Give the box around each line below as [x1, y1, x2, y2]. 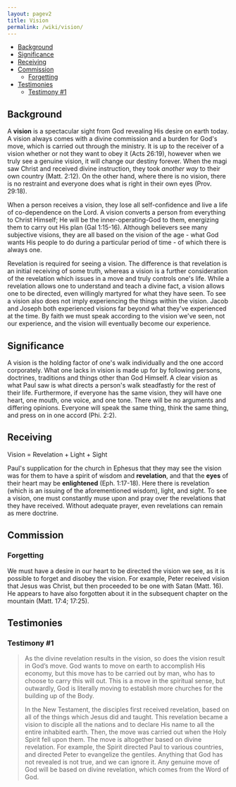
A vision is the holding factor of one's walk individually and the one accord [7, 359, 224, 367]
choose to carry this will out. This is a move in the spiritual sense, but [24, 677, 225, 685]
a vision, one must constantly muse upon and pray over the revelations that [7, 493, 226, 502]
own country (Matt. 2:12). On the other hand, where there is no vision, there [7, 172, 227, 181]
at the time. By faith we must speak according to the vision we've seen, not [7, 312, 225, 320]
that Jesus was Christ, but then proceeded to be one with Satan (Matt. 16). [7, 582, 224, 590]
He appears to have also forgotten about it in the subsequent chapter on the [7, 589, 228, 597]
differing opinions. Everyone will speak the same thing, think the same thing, [7, 404, 229, 411]
